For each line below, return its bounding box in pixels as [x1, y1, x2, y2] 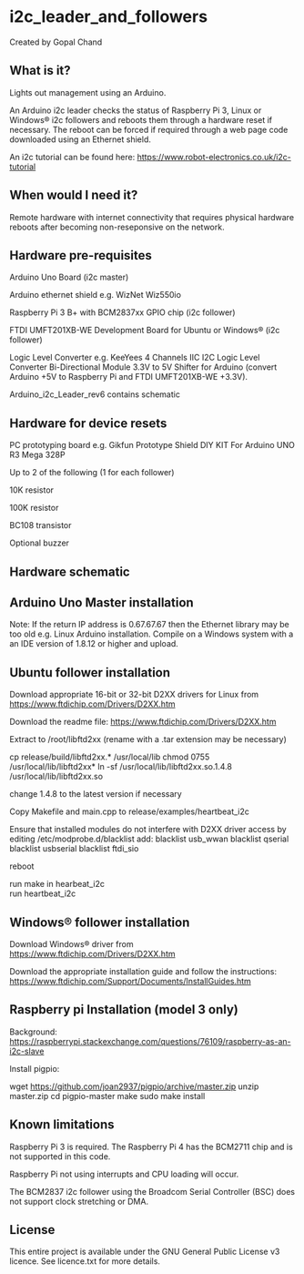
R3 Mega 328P [9, 449, 66, 461]
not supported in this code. [9, 1150, 111, 1162]
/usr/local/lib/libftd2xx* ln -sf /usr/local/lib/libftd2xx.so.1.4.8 [9, 761, 232, 772]
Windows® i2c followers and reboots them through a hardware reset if [9, 114, 273, 125]
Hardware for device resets [9, 415, 167, 431]
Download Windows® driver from [9, 939, 134, 950]
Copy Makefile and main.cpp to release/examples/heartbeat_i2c [9, 806, 250, 817]
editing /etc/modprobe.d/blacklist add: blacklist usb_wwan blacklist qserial [9, 833, 289, 844]
